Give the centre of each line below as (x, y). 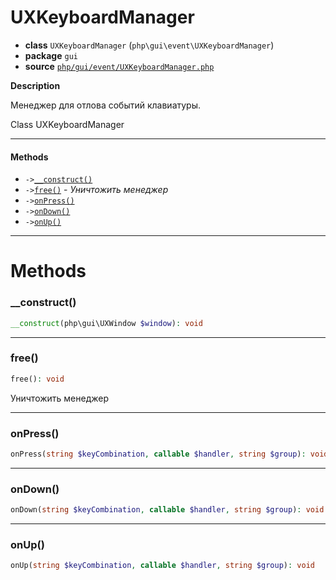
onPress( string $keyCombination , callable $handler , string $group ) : (158, 454)
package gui (51, 55)
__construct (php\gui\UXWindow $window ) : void (106, 323)
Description (35, 85)
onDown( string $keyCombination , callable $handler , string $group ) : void (167, 510)
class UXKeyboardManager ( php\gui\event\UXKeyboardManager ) (149, 45)
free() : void (37, 379)
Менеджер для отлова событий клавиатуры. (106, 105)
